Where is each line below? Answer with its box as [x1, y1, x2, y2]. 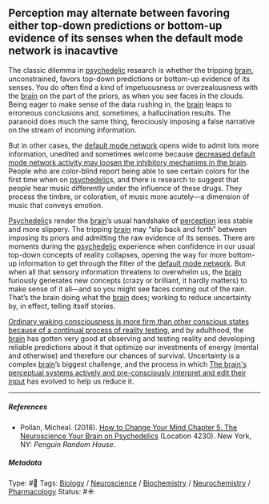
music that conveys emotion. [8, 200, 104, 209]
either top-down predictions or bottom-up [8, 19, 223, 33]
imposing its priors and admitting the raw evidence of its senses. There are [8, 233, 255, 242]
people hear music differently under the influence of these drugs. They [8, 183, 243, 193]
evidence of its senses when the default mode [8, 31, 243, 45]
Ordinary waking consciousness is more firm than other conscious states [8, 316, 250, 326]
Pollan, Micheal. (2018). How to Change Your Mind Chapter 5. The [19, 422, 238, 432]
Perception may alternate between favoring [8, 6, 231, 20]
